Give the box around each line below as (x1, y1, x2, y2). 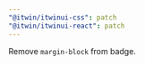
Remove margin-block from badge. (8, 45, 136, 56)
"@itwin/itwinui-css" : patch (8, 12, 117, 22)
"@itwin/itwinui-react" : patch (8, 21, 125, 30)
